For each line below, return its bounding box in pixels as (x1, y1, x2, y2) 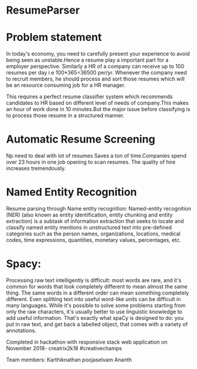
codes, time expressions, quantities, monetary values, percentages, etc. (6, 237, 181, 243)
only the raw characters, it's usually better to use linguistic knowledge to (6, 308, 183, 315)
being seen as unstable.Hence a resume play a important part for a (6, 57, 169, 64)
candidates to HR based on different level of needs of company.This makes (6, 99, 189, 106)
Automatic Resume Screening (6, 132, 155, 146)
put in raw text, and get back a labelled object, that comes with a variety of (6, 321, 188, 328)
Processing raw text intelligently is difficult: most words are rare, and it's (6, 276, 182, 284)
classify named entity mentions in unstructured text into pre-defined (6, 224, 172, 231)
